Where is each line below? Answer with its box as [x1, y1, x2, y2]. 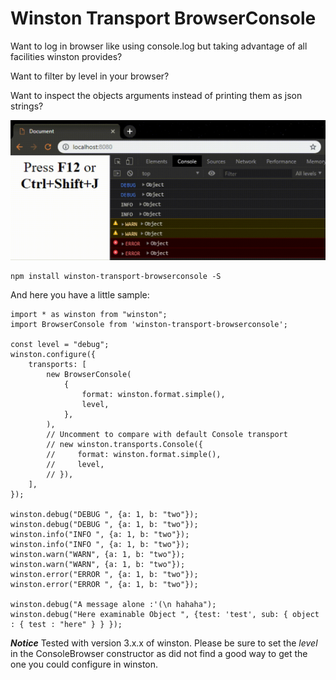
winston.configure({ [10, 349, 97, 359]
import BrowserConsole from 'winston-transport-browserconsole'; [10, 319, 288, 329]
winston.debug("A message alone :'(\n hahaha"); [10, 599, 217, 609]
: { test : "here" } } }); [10, 619, 123, 629]
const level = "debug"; [10, 339, 110, 349]
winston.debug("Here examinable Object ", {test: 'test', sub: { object [10, 609, 320, 619]
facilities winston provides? [10, 50, 123, 62]
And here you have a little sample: [10, 288, 150, 301]
